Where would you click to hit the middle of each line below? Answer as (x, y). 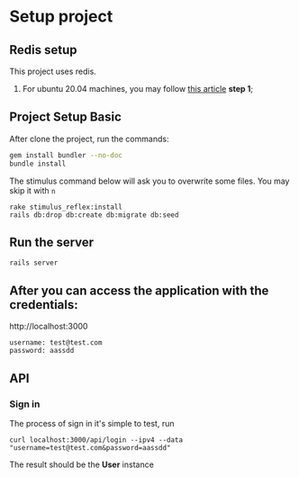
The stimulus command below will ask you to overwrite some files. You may (149, 181)
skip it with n (32, 190)
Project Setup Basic (65, 117)
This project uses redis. (53, 71)
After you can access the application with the (139, 290)
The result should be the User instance (82, 464)
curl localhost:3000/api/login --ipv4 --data (96, 440)
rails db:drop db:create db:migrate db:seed (94, 215)
